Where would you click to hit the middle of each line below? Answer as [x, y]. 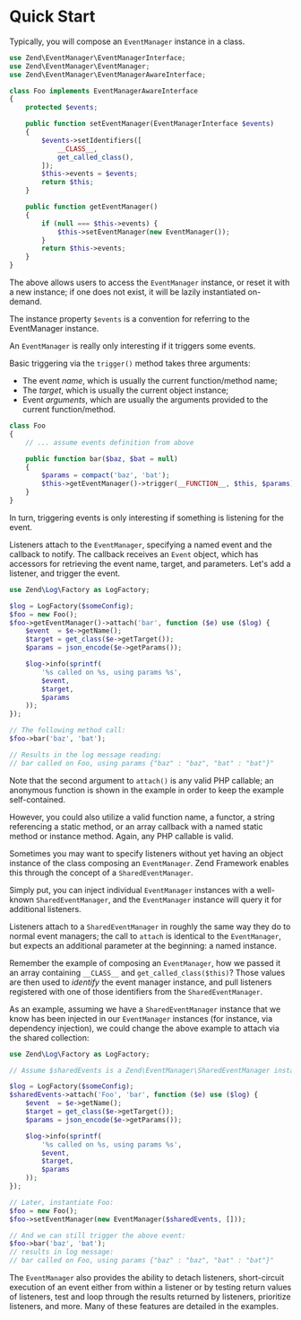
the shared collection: [49, 1037]
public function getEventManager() [92, 207]
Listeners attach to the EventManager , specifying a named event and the [141, 545]
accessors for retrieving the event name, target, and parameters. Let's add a [150, 563]
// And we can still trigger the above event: [98, 1236]
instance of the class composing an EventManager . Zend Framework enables [149, 863]
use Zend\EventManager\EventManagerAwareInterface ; [107, 75]
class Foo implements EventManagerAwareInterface [104, 91]
